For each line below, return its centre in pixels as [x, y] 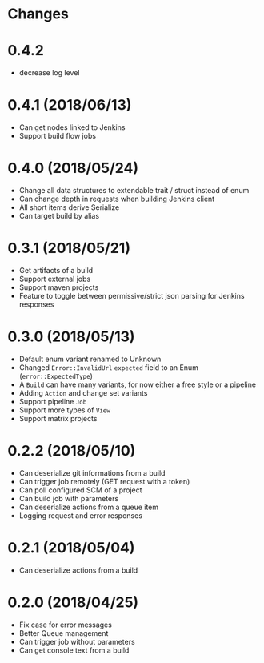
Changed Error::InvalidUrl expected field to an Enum [109, 367]
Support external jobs [55, 279]
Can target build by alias [59, 216]
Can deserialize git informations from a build [92, 472]
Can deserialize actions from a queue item [89, 507]
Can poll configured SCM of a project [80, 490]
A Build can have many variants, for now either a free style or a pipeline [138, 384]
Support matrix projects [58, 418]
